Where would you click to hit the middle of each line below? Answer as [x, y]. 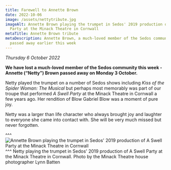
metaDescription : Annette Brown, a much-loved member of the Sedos [78, 39]
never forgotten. [22, 125]
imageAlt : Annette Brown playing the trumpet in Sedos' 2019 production [84, 24]
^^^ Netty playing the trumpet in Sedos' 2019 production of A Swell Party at [84, 151]
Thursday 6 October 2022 [33, 58]
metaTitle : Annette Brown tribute [42, 34]
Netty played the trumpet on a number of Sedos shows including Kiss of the [85, 82]
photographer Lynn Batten [33, 162]
